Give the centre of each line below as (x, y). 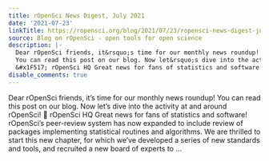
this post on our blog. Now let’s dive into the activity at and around (118, 106)
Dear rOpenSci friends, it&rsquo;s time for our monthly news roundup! (138, 53)
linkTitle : (26, 30)
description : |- (35, 45)
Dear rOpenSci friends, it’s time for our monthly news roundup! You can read (134, 97)
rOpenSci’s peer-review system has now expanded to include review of (126, 123)
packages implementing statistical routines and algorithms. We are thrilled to (134, 132)
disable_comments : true (48, 75)
